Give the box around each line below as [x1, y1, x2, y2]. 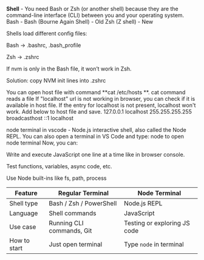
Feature [15, 189, 38, 197]
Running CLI [49, 219, 84, 227]
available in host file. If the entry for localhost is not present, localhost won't [6, 101, 196, 109]
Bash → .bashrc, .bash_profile [6, 42, 81, 49]
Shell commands [49, 209, 97, 217]
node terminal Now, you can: [6, 139, 78, 146]
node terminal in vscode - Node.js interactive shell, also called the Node [6, 126, 186, 133]
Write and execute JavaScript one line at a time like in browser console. [6, 151, 185, 158]
